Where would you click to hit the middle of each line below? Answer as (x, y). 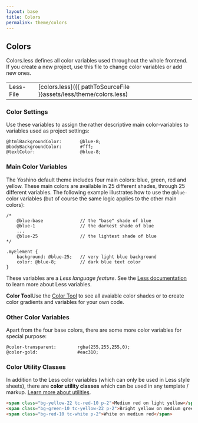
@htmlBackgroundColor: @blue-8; (54, 142)
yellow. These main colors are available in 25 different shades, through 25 (96, 186)
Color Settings (27, 112)
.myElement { (22, 252)
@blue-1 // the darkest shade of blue (85, 226)
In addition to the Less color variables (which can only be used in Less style (98, 380)
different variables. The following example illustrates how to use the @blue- (97, 192)
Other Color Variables (38, 317)
